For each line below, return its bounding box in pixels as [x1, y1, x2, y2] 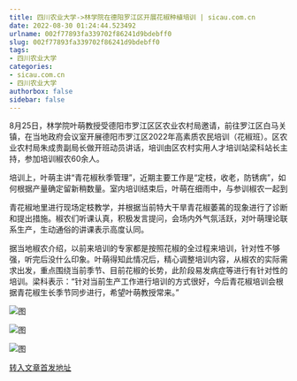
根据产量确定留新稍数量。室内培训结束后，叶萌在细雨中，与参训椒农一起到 [16, 183, 288, 194]
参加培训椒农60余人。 [24, 154, 104, 164]
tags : [9, 46, 29, 55]
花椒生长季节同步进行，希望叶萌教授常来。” [24, 287, 179, 298]
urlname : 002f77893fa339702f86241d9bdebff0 [9, 29, 172, 38]
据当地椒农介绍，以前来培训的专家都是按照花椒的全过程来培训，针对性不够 [9, 243, 280, 254]
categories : [9, 63, 53, 72]
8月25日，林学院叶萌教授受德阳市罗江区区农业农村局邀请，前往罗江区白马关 [9, 120, 287, 131]
